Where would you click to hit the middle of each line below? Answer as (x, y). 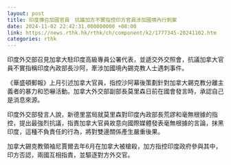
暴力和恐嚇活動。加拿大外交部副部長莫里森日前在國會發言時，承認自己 (124, 91)
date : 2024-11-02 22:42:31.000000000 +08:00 (72, 26)
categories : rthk (32, 39)
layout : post (26, 13)
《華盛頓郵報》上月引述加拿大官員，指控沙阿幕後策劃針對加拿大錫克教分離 (112, 82)
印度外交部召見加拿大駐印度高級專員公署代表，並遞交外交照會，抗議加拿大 (112, 60)
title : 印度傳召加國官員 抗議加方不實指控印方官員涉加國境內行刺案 (92, 20)
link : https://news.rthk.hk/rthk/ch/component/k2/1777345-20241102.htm (112, 33)
